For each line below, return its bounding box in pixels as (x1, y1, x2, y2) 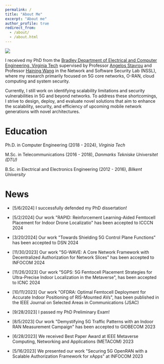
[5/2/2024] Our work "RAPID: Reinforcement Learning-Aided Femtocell (12, 214, 156, 220)
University (5, 171, 26, 177)
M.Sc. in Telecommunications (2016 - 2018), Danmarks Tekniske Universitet (5, 151, 158, 157)
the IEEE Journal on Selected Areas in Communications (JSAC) (12, 299, 140, 305)
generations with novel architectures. (5, 109, 80, 114)
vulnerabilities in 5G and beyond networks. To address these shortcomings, (5, 93, 158, 99)
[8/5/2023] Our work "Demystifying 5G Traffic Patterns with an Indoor (12, 318, 154, 324)
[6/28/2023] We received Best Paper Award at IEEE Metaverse (12, 333, 139, 339)
